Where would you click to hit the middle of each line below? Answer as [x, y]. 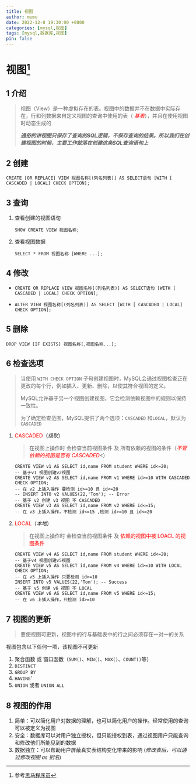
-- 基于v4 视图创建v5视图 [43, 561]
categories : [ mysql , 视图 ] [37, 28]
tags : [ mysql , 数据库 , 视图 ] [36, 33]
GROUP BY [25, 673]
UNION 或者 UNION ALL [39, 685]
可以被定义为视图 [35, 728]
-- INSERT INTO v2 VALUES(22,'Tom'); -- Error [72, 494]
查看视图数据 [30, 241]
